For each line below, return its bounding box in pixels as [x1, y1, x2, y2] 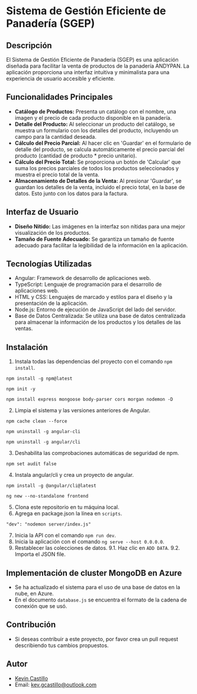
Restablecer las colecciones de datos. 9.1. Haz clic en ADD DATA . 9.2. [14, 545, 180, 552]
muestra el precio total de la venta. [14, 171, 99, 178]
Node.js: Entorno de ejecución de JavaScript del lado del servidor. [14, 306, 176, 313]
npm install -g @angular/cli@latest [6, 483, 96, 489]
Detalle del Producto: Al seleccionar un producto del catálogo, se [14, 120, 176, 128]
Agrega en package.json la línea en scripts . [14, 510, 122, 517]
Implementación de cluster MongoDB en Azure [6, 568, 182, 578]
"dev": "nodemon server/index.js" [6, 521, 92, 527]
